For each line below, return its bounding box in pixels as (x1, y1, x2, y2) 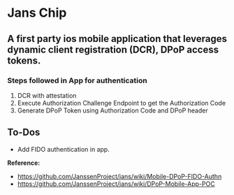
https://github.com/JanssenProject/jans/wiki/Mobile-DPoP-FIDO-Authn (17, 172, 222, 180)
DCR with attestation (17, 91, 77, 99)
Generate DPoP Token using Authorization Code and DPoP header (17, 106, 208, 115)
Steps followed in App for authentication (7, 75, 148, 85)
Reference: (7, 159, 41, 167)
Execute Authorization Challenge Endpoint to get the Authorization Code (17, 99, 226, 107)
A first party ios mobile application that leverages (7, 33, 227, 45)
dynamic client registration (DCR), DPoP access (7, 43, 219, 55)
